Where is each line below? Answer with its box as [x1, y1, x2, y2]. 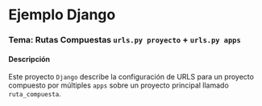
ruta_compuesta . [8, 89, 62, 99]
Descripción [8, 54, 51, 63]
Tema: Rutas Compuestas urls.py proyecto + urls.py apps [8, 35, 242, 46]
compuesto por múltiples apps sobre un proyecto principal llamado [8, 80, 230, 90]
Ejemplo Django [8, 6, 116, 24]
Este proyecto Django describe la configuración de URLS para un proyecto [8, 72, 254, 82]
